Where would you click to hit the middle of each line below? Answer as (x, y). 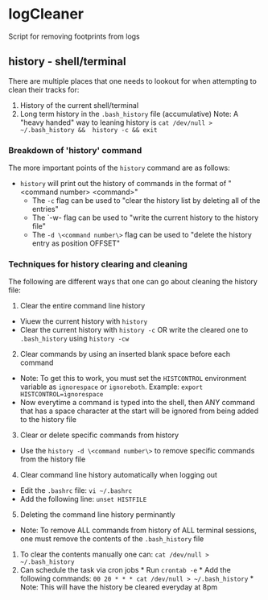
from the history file (53, 459)
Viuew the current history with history (84, 321)
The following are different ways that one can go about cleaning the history (133, 282)
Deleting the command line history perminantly (97, 515)
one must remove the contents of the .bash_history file (112, 539)
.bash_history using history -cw (74, 338)
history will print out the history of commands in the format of (123, 184)
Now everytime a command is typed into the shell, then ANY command (137, 403)
